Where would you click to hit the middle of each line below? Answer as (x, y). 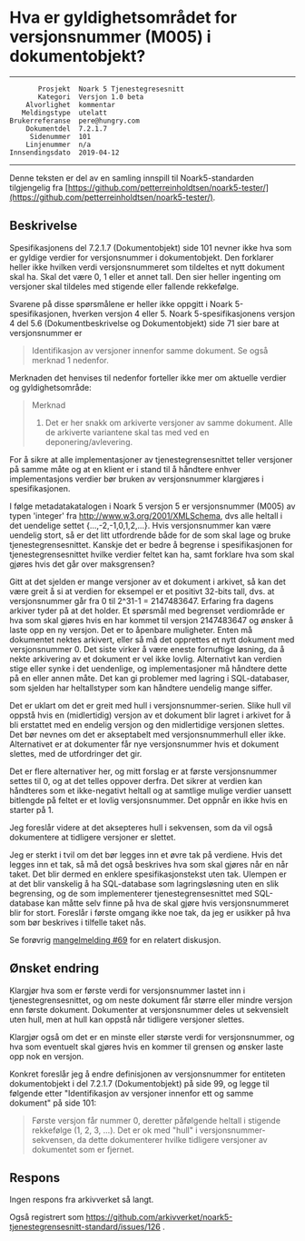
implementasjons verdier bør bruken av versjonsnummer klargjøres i (137, 479)
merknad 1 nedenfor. (70, 360)
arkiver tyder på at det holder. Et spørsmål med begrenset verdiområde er (147, 611)
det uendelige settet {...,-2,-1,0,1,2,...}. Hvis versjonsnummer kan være (140, 525)
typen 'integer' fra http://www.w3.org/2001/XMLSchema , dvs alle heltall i (146, 515)
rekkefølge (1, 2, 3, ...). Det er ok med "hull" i (114, 1130)
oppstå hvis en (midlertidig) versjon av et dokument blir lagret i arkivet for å (150, 715)
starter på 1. (32, 809)
